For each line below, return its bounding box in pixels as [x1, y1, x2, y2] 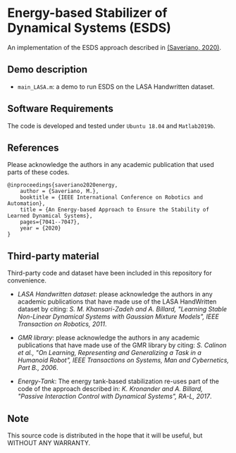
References [7, 142, 59, 154]
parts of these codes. [7, 168, 70, 177]
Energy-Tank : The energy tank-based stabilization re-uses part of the [17, 377, 220, 385]
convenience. [7, 276, 47, 285]
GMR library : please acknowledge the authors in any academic [17, 333, 200, 342]
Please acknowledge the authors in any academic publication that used [7, 161, 215, 169]
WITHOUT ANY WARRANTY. [7, 439, 91, 447]
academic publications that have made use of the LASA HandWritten [17, 297, 217, 306]
